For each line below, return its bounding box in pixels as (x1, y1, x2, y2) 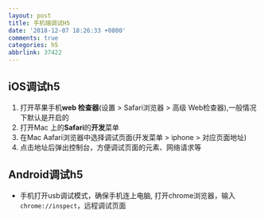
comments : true (8, 33, 59, 42)
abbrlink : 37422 (8, 49, 62, 56)
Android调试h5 (8, 168, 84, 181)
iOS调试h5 (8, 80, 60, 94)
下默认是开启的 (19, 112, 69, 122)
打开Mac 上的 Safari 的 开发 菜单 (19, 123, 119, 132)
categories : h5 (8, 41, 59, 49)
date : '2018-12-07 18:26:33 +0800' (8, 26, 127, 34)
